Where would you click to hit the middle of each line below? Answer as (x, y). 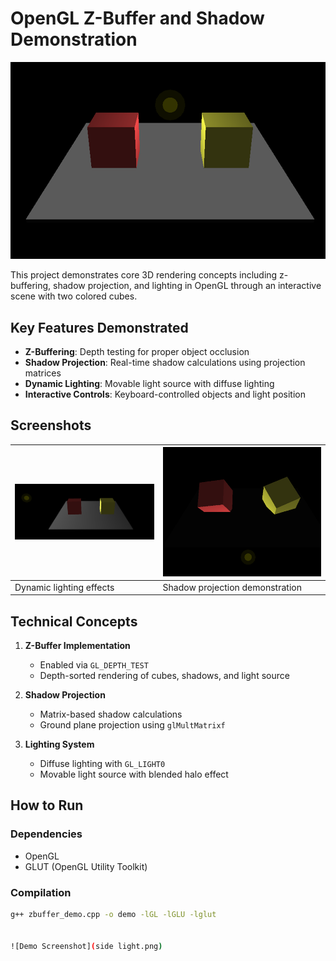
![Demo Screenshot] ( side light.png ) (86, 946)
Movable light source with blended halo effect (134, 774)
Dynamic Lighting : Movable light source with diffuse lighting (149, 384)
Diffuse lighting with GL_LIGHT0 (102, 764)
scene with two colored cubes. (74, 296)
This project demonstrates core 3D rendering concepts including (144, 275)
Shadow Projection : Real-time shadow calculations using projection (165, 363)
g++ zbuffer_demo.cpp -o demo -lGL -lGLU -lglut (113, 915)
